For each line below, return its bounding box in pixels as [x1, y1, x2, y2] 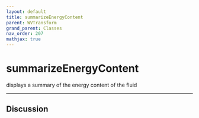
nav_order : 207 [6, 31, 44, 37]
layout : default [6, 8, 46, 15]
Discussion [6, 104, 49, 114]
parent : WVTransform [6, 20, 57, 25]
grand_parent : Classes [6, 25, 62, 31]
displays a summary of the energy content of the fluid [6, 81, 137, 88]
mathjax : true [6, 36, 41, 42]
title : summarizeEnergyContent [6, 14, 84, 20]
